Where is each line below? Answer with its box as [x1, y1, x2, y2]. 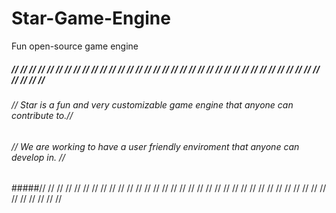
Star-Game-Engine [11, 7, 171, 30]
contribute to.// [11, 109, 74, 121]
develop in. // [11, 151, 66, 163]
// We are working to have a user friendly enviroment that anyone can [11, 140, 300, 152]
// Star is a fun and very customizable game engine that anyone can [11, 98, 294, 111]
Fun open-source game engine [11, 40, 139, 52]
